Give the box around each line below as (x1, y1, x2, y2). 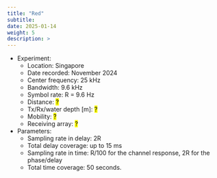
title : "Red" (7, 10, 44, 17)
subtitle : (7, 16, 36, 23)
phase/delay (27, 156, 63, 164)
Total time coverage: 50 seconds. (27, 164, 122, 172)
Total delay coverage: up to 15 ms (27, 142, 123, 150)
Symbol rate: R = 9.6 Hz (27, 90, 94, 99)
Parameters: (16, 127, 52, 136)
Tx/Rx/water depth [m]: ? (27, 105, 98, 114)
